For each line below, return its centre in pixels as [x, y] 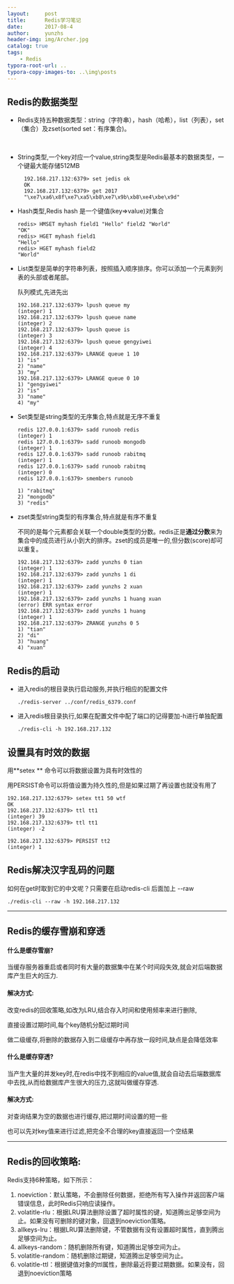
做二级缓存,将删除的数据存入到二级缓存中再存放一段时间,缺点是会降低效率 [113, 1039]
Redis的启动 [33, 671]
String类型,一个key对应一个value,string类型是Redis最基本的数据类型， [117, 157]
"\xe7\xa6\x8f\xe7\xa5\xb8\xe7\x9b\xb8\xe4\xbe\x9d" [102, 197]
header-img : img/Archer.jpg [48, 40]
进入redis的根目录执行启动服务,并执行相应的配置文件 [93, 689]
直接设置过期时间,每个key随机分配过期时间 [68, 1025]
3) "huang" [33, 642]
